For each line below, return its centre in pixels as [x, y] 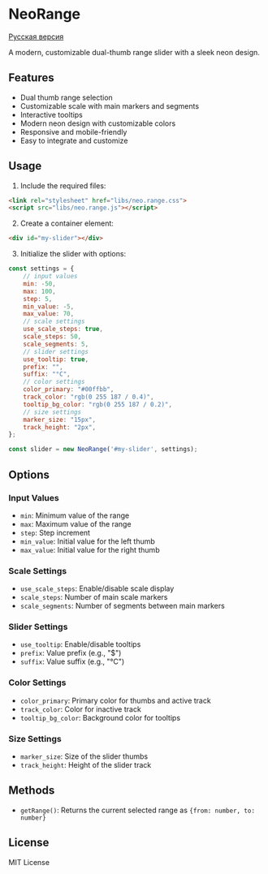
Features [31, 78]
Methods [32, 791]
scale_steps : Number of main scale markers [94, 597]
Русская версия [36, 37]
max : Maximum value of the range [76, 523]
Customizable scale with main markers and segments [110, 105]
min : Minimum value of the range [75, 515]
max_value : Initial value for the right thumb [90, 549]
